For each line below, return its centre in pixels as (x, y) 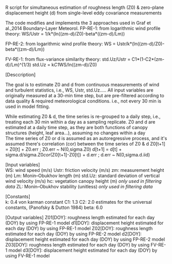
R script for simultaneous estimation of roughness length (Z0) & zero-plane (85, 7)
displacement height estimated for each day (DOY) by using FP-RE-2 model (85, 239)
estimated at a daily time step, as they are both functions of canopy (77, 127)
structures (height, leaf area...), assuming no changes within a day (75, 133)
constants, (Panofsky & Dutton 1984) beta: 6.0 (54, 207)
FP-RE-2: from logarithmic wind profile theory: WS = (61, 44)
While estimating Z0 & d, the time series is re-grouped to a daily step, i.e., (83, 116)
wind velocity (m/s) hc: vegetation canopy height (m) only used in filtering (83, 181)
